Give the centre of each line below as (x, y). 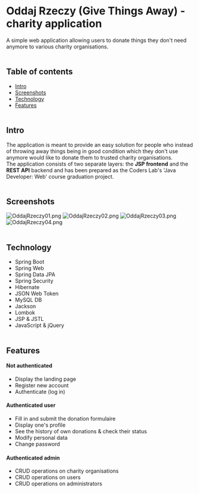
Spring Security (34, 281)
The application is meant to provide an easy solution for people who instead (99, 145)
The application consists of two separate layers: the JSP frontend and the (97, 164)
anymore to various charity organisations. (57, 47)
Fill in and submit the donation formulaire (65, 418)
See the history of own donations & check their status (81, 431)
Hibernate (27, 287)
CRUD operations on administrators (59, 484)
